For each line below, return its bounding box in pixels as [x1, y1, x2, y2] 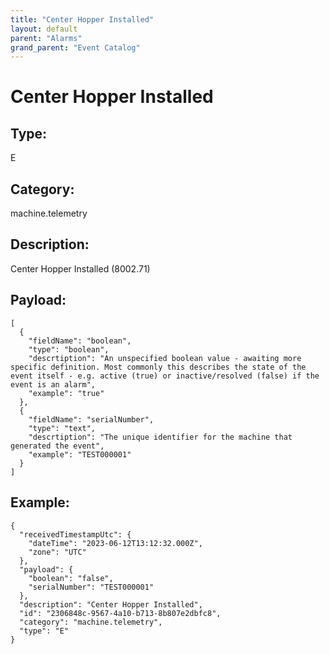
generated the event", [10, 441, 105, 451]
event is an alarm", [10, 379, 97, 390]
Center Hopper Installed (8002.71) [10, 262, 151, 275]
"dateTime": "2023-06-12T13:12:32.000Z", [28, 538, 203, 548]
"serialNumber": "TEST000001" [28, 582, 155, 592]
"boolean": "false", [28, 573, 114, 583]
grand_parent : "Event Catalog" [10, 42, 141, 53]
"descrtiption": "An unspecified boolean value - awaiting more [28, 353, 302, 363]
